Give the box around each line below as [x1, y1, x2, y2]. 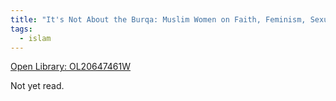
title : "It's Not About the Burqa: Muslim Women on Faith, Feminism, [10, 14, 307, 25]
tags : [10, 24, 33, 34]
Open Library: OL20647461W [10, 61, 132, 73]
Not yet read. [10, 80, 65, 92]
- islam [19, 33, 52, 43]
